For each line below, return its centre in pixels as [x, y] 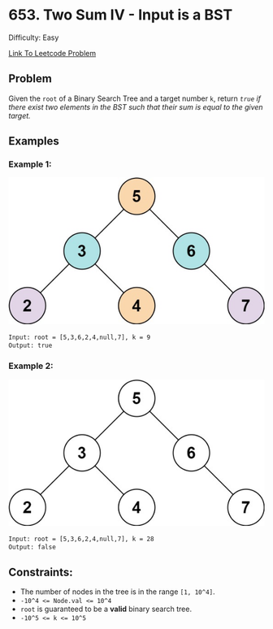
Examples [34, 141]
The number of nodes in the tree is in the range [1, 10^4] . [117, 592]
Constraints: [41, 572]
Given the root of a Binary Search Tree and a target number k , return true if [135, 98]
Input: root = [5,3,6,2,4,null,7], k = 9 [80, 338]
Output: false [32, 547]
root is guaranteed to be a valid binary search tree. [106, 609]
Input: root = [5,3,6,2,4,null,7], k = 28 [81, 539]
